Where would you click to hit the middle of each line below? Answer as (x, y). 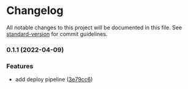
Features (20, 66)
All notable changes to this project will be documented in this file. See (94, 27)
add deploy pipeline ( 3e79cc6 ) (54, 79)
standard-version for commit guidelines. (57, 34)
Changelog (35, 11)
